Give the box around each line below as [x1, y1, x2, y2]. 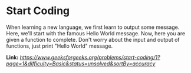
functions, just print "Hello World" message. [6, 42, 113, 49]
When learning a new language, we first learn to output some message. [6, 24, 180, 31]
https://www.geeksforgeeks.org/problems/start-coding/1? [19, 54, 160, 61]
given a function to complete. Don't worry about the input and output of [6, 36, 180, 43]
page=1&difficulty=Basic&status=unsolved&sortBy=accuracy [6, 60, 156, 67]
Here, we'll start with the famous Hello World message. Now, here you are [6, 29, 186, 36]
